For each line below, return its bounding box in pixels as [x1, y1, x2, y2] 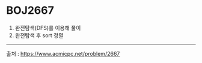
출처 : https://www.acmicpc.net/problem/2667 [6, 50, 120, 57]
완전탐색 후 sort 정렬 [14, 31, 64, 39]
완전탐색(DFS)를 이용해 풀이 [14, 24, 81, 31]
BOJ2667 [6, 4, 54, 17]
